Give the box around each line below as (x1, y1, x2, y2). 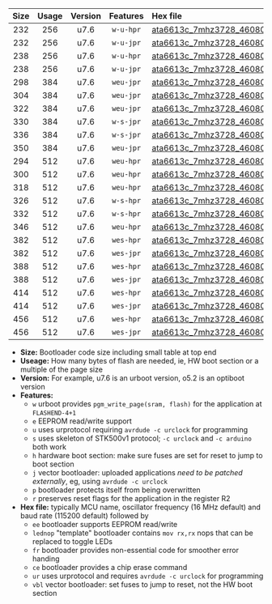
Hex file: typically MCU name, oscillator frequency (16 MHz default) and (19, 502, 261, 512)
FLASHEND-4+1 (32, 409, 77, 417)
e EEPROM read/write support (32, 416, 132, 426)
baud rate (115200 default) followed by (19, 511, 149, 521)
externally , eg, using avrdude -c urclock (32, 477, 168, 486)
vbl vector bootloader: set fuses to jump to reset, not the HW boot (32, 580, 253, 589)
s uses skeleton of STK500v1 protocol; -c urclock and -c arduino (32, 433, 253, 443)
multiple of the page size (19, 364, 104, 374)
